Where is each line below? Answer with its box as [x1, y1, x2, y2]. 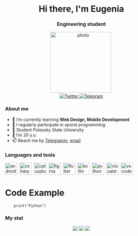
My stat [5, 215, 23, 221]
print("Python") [14, 203, 47, 208]
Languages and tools [5, 152, 56, 158]
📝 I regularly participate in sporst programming [12, 121, 106, 127]
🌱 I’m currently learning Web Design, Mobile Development [12, 117, 130, 122]
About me [5, 105, 29, 112]
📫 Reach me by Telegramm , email [12, 137, 81, 143]
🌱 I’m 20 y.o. [12, 132, 37, 138]
